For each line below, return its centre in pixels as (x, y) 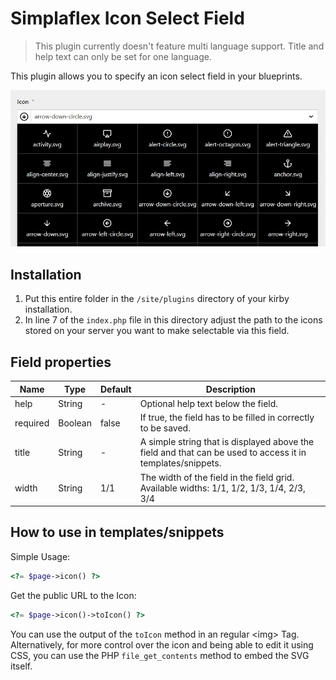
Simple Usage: (40, 556)
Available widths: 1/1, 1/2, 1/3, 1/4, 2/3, (222, 488)
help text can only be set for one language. (123, 56)
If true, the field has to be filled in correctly (227, 418)
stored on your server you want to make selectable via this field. (157, 331)
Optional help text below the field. (209, 403)
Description (230, 389)
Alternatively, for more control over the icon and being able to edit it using (162, 644)
